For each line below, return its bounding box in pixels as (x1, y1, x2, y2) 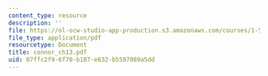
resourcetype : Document (8, 41, 88, 49)
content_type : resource (8, 11, 88, 20)
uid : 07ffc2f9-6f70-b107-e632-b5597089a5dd (8, 56, 156, 64)
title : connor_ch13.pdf (8, 48, 88, 56)
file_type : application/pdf (8, 33, 102, 42)
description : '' (8, 19, 62, 27)
